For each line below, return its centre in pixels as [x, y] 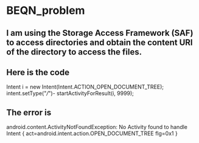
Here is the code [38, 72]
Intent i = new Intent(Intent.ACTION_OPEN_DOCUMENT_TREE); [85, 87]
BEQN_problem [46, 11]
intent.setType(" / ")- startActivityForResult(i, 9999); [70, 93]
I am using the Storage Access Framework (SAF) [100, 33]
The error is [29, 112]
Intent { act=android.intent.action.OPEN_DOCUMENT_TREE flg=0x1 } [92, 133]
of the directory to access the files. [74, 52]
